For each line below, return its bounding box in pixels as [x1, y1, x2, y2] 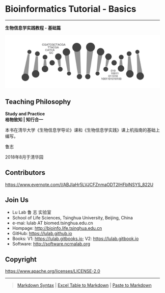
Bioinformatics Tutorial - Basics [5, 3, 137, 15]
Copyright [5, 255, 37, 264]
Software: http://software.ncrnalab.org [12, 241, 90, 247]
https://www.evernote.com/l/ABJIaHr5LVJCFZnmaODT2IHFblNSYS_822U [5, 182, 154, 187]
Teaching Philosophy [5, 98, 71, 106]
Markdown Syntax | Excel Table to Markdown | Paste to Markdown [17, 282, 152, 288]
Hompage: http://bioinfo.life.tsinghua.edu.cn [12, 225, 102, 231]
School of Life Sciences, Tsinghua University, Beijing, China [12, 215, 133, 221]
